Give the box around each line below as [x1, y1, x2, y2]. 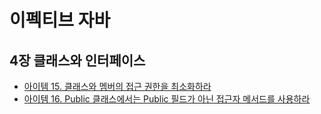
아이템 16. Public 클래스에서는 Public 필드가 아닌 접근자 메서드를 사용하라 [23, 93, 311, 105]
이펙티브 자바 [9, 9, 111, 32]
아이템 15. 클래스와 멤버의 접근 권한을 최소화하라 [23, 81, 212, 92]
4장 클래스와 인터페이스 [9, 52, 146, 69]
